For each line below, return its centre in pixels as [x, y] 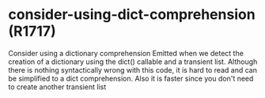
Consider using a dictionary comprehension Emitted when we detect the [126, 53]
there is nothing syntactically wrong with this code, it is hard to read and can [132, 70]
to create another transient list [57, 87]
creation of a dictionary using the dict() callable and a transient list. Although [133, 62]
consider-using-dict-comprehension [132, 15]
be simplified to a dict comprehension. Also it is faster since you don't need [131, 78]
